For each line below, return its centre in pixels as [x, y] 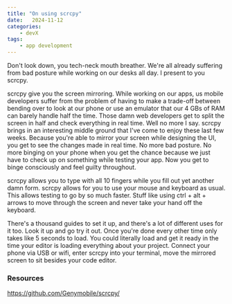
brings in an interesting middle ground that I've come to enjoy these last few [116, 130]
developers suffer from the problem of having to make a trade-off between [114, 101]
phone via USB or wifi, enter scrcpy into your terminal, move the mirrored [111, 253]
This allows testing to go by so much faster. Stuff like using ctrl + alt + [107, 195]
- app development [46, 46]
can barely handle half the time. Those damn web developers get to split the [116, 116]
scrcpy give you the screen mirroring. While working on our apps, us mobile [115, 93]
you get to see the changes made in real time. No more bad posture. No [109, 145]
